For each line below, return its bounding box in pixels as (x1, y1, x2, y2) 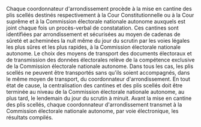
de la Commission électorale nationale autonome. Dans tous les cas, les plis (6, 63, 194, 70)
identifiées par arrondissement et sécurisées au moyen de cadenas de (6, 31, 181, 38)
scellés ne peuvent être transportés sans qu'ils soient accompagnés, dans (6, 69, 190, 76)
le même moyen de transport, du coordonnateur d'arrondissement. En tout (6, 75, 191, 82)
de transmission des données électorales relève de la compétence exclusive (6, 57, 195, 63)
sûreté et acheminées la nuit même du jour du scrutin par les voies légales (6, 37, 190, 44)
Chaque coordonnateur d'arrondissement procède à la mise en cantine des (6, 5, 192, 12)
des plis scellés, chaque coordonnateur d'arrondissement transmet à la (6, 101, 182, 108)
